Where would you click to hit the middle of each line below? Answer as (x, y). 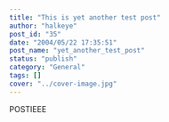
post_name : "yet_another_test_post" (77, 51)
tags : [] (25, 76)
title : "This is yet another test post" (85, 17)
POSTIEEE (28, 109)
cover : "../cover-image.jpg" (63, 84)
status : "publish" (43, 59)
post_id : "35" (36, 34)
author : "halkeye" (43, 26)
